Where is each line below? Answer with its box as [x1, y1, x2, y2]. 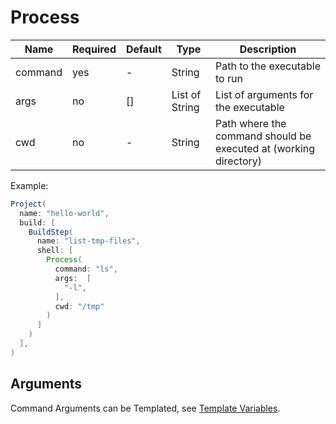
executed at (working [214, 141, 316, 155]
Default [125, 42, 162, 56]
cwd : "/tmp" [54, 301, 105, 311]
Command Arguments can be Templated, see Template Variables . [10, 402, 281, 414]
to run [214, 71, 243, 85]
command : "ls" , [54, 264, 118, 275]
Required [72, 42, 117, 56]
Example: [10, 179, 49, 191]
